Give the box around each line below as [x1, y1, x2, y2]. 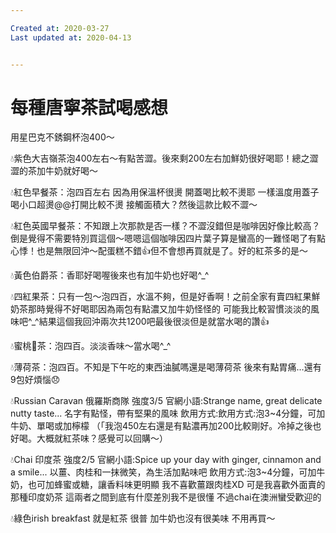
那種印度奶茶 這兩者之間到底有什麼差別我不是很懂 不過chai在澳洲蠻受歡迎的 [10, 491, 322, 503]
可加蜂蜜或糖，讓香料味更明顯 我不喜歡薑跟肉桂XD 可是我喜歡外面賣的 [36, 479, 326, 491]
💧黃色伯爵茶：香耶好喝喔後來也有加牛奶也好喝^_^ [10, 269, 210, 281]
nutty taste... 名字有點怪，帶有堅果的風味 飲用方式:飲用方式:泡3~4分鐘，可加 [10, 407, 326, 420]
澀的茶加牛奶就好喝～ [10, 165, 98, 177]
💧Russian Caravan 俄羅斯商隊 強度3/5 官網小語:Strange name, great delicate [10, 395, 323, 407]
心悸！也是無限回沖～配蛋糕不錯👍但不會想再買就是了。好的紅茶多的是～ [10, 245, 308, 257]
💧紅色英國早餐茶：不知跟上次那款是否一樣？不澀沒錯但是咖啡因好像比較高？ [10, 220, 321, 232]
